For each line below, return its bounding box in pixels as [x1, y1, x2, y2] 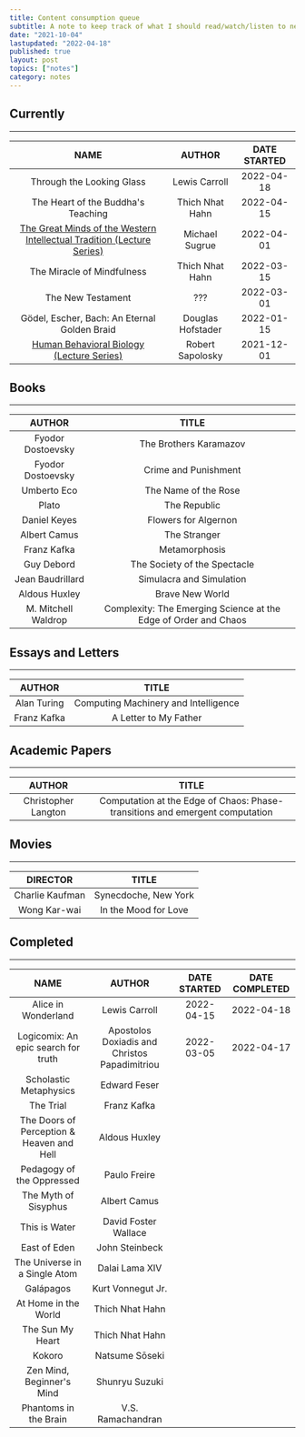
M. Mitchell [25, 602, 74, 615]
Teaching [67, 206, 109, 219]
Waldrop [31, 614, 68, 627]
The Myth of [21, 1189, 74, 1201]
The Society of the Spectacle [130, 558, 255, 571]
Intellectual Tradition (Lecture [25, 233, 152, 246]
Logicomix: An [17, 1030, 79, 1042]
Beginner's [25, 1375, 72, 1388]
